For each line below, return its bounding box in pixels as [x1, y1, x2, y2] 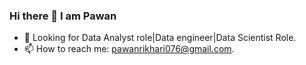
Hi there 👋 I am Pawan [9, 9, 117, 23]
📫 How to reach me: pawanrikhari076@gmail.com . [23, 43, 235, 55]
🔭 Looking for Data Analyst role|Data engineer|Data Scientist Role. [23, 32, 297, 44]
